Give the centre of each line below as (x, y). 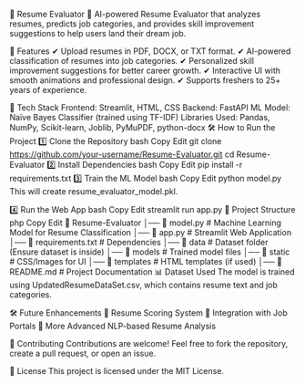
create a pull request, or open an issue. (83, 353)
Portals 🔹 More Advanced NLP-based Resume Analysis (113, 326)
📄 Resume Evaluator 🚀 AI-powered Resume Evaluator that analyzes (135, 14)
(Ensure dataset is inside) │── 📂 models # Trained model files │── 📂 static (150, 252)
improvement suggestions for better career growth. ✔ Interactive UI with (145, 70)
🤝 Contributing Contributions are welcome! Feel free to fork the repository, (149, 343)
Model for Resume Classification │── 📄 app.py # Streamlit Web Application (151, 232)
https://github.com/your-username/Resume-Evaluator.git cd (122, 154)
